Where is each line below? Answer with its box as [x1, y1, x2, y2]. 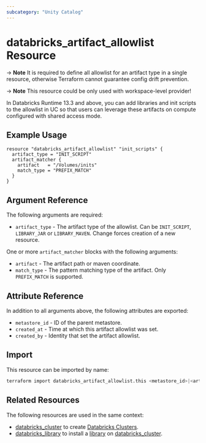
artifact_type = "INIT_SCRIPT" [12, 152, 92, 158]
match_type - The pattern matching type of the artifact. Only [15, 266, 167, 274]
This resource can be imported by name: [6, 366, 109, 373]
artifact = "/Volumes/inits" [17, 162, 97, 169]
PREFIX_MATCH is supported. [15, 273, 84, 280]
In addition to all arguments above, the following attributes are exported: [6, 307, 189, 314]
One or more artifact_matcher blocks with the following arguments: [6, 248, 178, 255]
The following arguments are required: [6, 211, 103, 218]
